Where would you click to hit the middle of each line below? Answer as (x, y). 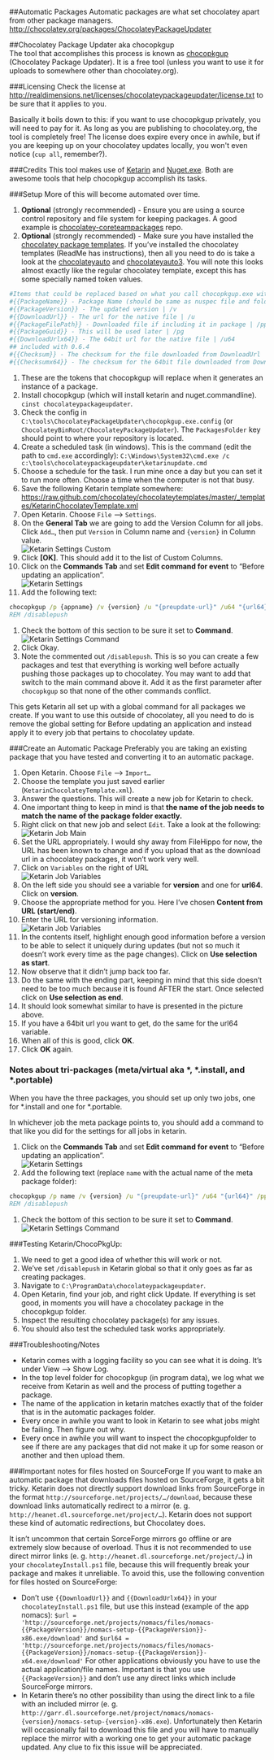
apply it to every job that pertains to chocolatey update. (102, 732)
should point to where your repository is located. (102, 438)
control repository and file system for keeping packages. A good (129, 218)
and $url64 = (107, 1637)
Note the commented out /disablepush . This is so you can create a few (140, 656)
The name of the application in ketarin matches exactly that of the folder (142, 1403)
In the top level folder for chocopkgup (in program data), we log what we (143, 1377)
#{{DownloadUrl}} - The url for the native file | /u (102, 316)
